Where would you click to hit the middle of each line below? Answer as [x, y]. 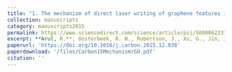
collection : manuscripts [43, 20]
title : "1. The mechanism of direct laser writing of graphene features [114, 13]
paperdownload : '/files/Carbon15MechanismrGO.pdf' [81, 52]
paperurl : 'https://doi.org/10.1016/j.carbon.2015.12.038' [94, 45]
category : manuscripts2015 [46, 26]
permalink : [23, 33]
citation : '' [26, 58]
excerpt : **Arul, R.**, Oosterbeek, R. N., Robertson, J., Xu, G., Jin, [114, 39]
